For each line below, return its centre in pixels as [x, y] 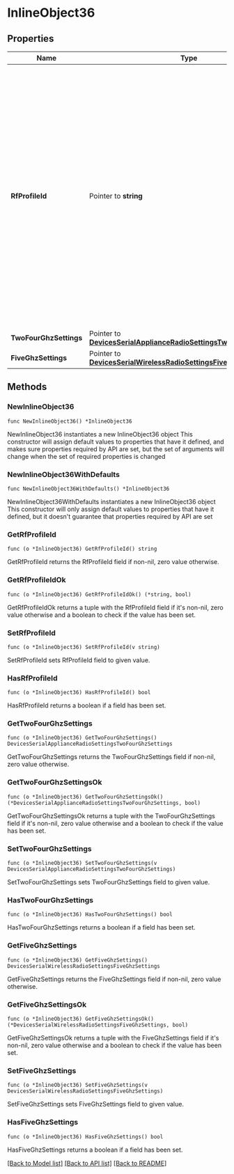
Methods [27, 387]
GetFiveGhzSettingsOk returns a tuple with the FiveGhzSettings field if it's [113, 1038]
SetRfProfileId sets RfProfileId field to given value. [79, 660]
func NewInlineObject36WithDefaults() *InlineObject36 [88, 489]
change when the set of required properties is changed [86, 456]
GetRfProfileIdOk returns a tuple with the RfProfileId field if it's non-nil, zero [116, 607]
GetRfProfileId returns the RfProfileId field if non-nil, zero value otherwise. [113, 562]
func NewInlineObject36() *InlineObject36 [70, 421]
